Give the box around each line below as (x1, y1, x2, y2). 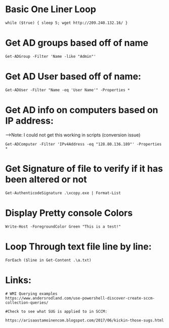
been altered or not (5, 173, 87, 185)
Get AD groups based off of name (5, 37, 148, 49)
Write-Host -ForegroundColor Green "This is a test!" (5, 224, 121, 229)
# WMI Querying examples (5, 291, 58, 296)
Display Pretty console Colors (5, 207, 133, 218)
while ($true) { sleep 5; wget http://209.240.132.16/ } (5, 20, 128, 25)
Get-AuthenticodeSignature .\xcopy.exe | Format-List (5, 190, 121, 196)
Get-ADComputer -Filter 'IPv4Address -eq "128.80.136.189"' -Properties (5, 141, 162, 147)
